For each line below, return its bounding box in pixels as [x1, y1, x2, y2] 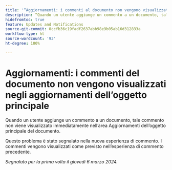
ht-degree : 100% [5, 41, 40, 46]
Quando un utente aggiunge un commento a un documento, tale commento [5, 117, 164, 123]
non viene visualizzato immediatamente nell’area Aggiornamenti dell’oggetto [5, 122, 166, 129]
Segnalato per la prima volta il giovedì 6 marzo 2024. [5, 158, 118, 164]
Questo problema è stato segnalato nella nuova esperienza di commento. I [5, 138, 162, 144]
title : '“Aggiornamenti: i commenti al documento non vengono [5, 7, 141, 13]
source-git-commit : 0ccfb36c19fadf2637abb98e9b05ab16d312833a [5, 27, 141, 32]
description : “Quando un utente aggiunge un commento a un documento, [5, 12, 159, 17]
